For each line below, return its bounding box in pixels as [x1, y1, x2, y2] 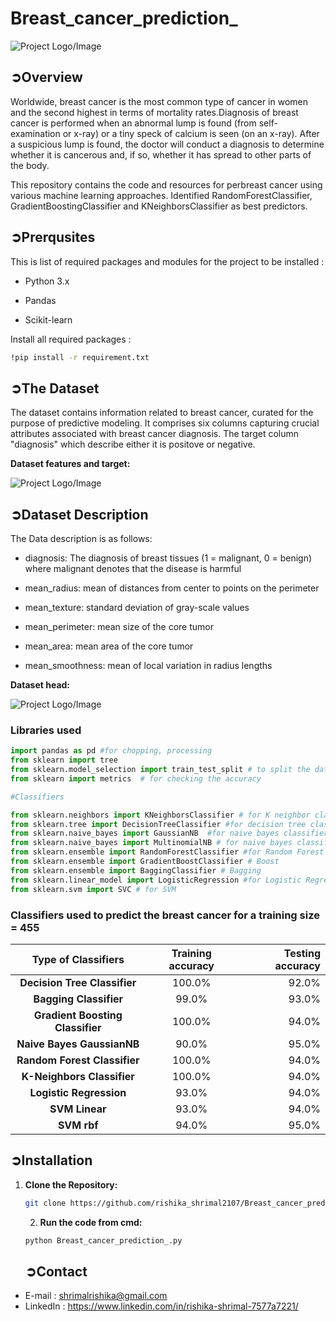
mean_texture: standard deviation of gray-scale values [24, 602, 250, 614]
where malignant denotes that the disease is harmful [24, 563, 242, 575]
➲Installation [10, 1152, 93, 1169]
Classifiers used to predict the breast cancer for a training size [10, 908, 320, 922]
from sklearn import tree [10, 755, 118, 766]
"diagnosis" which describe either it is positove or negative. [10, 438, 256, 451]
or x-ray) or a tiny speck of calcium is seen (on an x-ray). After [62, 127, 320, 139]
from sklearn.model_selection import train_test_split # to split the [10, 765, 311, 775]
